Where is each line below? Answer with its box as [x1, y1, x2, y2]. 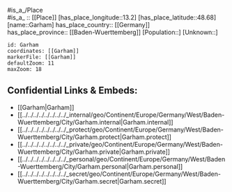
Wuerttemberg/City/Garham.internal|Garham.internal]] [17, 118, 173, 126]
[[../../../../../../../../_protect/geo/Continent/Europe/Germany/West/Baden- [17, 125, 224, 134]
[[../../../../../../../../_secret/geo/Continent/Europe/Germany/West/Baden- [17, 170, 222, 178]
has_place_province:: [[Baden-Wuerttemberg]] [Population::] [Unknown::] [7, 28, 218, 36]
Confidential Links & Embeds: [7, 85, 138, 97]
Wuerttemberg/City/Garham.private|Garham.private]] [17, 147, 171, 156]
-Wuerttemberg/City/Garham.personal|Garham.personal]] [17, 162, 183, 170]
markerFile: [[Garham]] [7, 54, 77, 61]
